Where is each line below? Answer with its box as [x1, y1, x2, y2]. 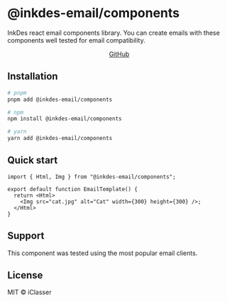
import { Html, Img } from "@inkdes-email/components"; [7, 173, 176, 180]
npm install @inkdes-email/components [7, 115, 122, 122]
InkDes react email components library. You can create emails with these [7, 28, 220, 37]
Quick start [7, 154, 58, 166]
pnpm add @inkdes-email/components [7, 96, 113, 103]
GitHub [109, 50, 130, 58]
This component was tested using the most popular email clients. [7, 249, 198, 257]
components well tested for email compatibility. [7, 36, 145, 44]
